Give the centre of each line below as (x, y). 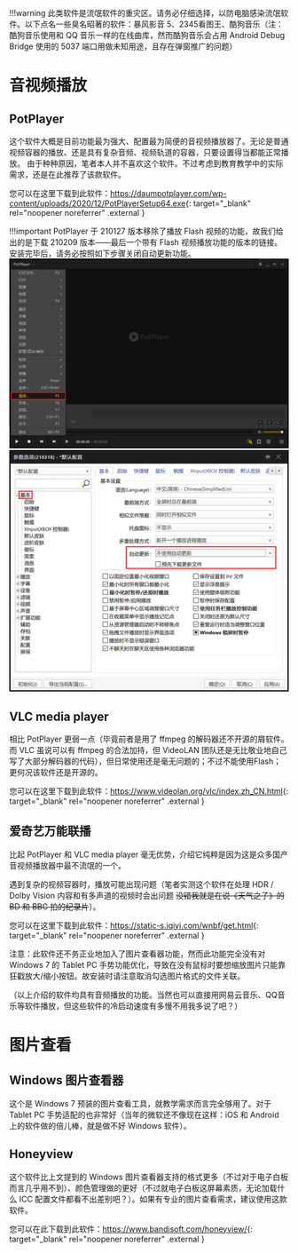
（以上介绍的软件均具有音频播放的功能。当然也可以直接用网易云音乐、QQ (143, 995)
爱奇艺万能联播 (50, 832)
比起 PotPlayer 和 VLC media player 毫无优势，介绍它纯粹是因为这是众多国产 (149, 854)
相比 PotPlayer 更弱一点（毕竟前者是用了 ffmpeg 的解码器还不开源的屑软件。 (149, 739)
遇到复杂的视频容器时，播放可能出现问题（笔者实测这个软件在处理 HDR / (141, 884)
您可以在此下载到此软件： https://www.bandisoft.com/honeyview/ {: (131, 1229)
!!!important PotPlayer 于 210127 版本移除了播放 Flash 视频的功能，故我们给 (146, 231)
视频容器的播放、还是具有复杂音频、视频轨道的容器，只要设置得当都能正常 (145, 152)
